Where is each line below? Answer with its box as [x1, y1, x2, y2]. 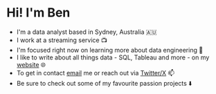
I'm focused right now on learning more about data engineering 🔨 [16, 46, 204, 54]
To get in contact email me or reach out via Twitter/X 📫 [16, 68, 174, 77]
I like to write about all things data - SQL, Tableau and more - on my [16, 53, 210, 62]
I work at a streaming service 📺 [16, 36, 108, 44]
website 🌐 [16, 60, 46, 68]
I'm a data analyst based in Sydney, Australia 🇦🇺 [16, 28, 157, 36]
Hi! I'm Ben [6, 5, 71, 21]
